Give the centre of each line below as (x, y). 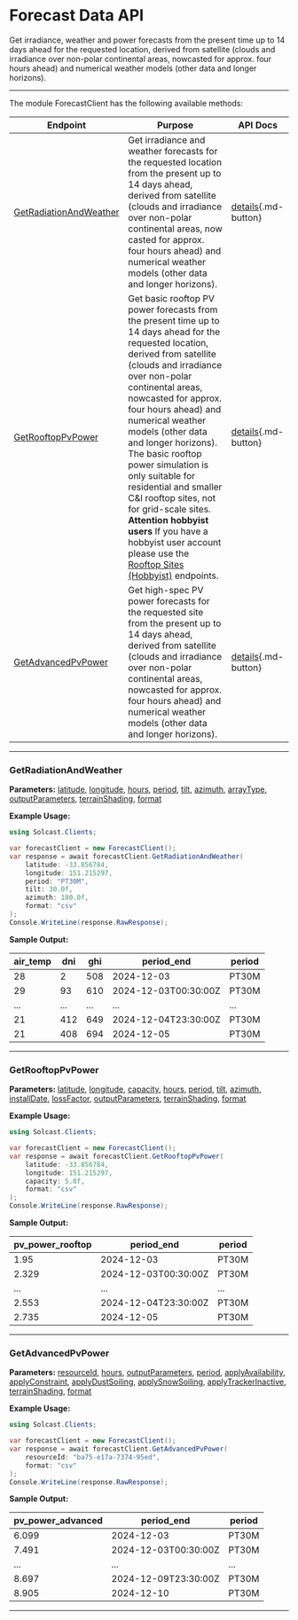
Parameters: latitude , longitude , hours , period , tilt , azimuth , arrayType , (138, 789)
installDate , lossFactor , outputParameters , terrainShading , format (128, 1099)
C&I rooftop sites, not (172, 497)
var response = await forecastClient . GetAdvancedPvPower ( (118, 1449)
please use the (159, 553)
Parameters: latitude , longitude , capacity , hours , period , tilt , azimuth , (135, 1089)
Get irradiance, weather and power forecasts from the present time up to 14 (147, 40)
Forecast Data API (77, 16)
